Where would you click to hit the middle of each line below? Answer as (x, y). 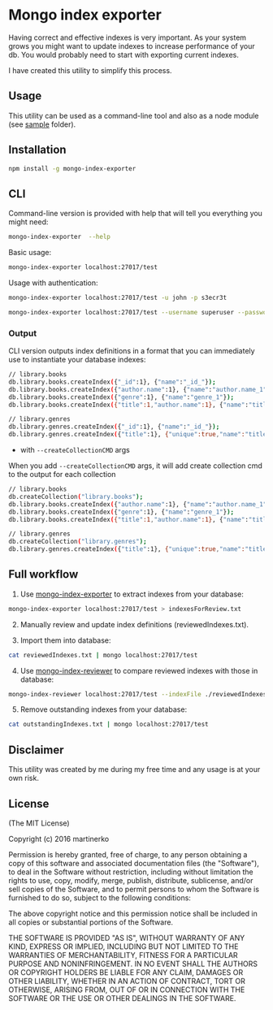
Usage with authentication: (54, 283)
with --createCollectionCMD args (75, 450)
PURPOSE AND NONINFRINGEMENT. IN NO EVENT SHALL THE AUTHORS (133, 964)
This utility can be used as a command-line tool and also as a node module (134, 115)
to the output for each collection (62, 475)
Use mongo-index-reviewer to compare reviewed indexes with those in (139, 670)
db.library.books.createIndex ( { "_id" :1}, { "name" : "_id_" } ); (113, 382)
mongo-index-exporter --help (60, 237)
